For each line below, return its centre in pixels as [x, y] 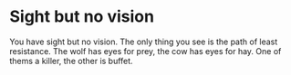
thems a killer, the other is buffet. [72, 61]
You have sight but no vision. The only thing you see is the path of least [144, 42]
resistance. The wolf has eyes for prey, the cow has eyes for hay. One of [145, 51]
